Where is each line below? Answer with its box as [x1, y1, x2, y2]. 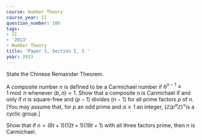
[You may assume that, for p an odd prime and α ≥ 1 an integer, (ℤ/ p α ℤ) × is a [6, 102, 194, 110]
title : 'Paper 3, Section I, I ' [6, 48, 90, 54]
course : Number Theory [6, 8, 63, 15]
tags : [6, 25, 20, 32]
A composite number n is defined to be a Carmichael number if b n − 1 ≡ [6, 82, 182, 91]
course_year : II [6, 14, 47, 21]
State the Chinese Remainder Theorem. [6, 70, 104, 77]
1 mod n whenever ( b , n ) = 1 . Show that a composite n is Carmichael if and [6, 89, 191, 97]
